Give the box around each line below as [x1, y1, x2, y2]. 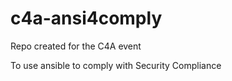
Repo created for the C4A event [10, 40, 142, 52]
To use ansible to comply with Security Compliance [10, 59, 222, 71]
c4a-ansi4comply [10, 7, 163, 30]
